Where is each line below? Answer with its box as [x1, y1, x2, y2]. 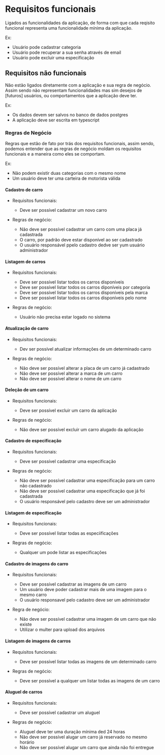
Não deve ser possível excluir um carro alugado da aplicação [19, 426, 144, 433]
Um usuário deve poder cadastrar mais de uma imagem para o [19, 587, 147, 593]
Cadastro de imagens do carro [5, 560, 68, 566]
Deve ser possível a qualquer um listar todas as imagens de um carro [19, 677, 160, 683]
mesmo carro [19, 592, 47, 598]
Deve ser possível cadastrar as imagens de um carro [19, 581, 127, 587]
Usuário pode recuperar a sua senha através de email [12, 49, 122, 55]
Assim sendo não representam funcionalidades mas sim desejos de [5, 87, 142, 93]
